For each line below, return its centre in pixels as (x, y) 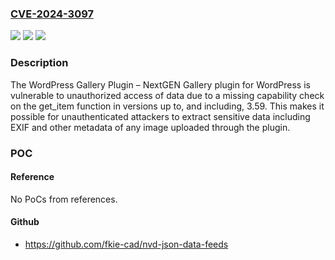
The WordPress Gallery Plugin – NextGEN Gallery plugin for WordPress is (160, 84)
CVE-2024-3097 (52, 14)
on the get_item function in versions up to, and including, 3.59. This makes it (167, 106)
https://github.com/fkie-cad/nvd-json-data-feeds (126, 244)
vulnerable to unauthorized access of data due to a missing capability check (167, 95)
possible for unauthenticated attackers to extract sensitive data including (160, 116)
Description (39, 63)
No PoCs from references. (64, 199)
